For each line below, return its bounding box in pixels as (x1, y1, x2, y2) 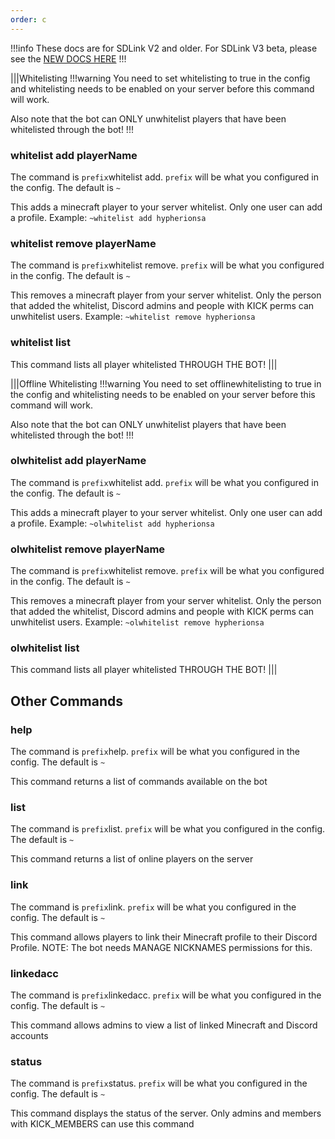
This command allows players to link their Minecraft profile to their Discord (10, 931, 318, 943)
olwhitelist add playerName (10, 454, 147, 468)
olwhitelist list (10, 641, 80, 655)
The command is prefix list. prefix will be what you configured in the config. (10, 823, 326, 835)
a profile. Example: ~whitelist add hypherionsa (10, 211, 207, 223)
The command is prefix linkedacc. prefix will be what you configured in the (10, 989, 322, 1001)
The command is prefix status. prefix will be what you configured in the (10, 1077, 308, 1090)
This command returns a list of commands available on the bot (10, 776, 268, 788)
